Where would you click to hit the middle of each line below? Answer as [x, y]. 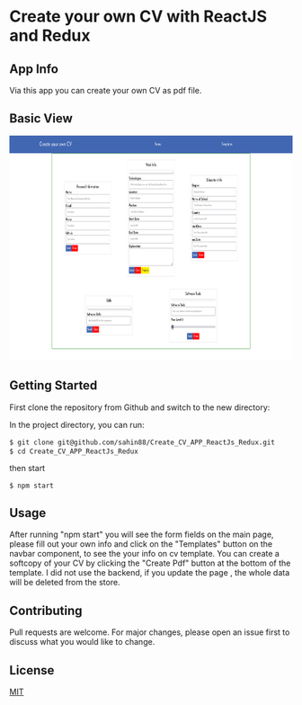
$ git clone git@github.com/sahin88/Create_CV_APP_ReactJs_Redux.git [142, 442]
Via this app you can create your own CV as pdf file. [106, 90]
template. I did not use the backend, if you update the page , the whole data [150, 573]
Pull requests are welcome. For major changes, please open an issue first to [150, 632]
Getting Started [53, 385]
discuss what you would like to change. [82, 642]
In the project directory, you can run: [77, 424]
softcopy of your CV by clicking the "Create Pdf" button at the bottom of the [150, 563]
